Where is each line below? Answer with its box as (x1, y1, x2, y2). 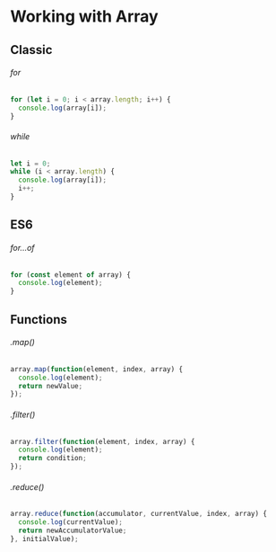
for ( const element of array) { (10, 270, 131, 280)
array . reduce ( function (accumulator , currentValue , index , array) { (10, 510, 268, 519)
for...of (10, 242, 35, 253)
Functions (10, 312, 68, 327)
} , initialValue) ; (10, 534, 79, 543)
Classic (10, 42, 53, 58)
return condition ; (18, 454, 88, 463)
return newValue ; (18, 381, 83, 390)
